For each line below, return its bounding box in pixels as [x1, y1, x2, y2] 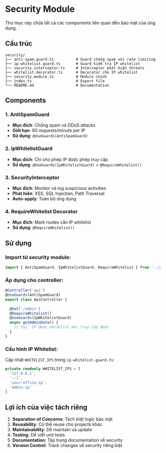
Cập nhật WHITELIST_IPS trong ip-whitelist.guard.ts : [5, 357, 115, 363]
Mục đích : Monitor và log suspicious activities [12, 185, 106, 191]
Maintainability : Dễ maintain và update [12, 427, 92, 433]
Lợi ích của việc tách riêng [5, 403, 87, 411]
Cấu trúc [5, 40, 33, 48]
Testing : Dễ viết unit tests [12, 432, 65, 438]
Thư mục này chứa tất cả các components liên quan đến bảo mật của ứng [5, 20, 156, 26]
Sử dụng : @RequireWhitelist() [12, 225, 75, 230]
